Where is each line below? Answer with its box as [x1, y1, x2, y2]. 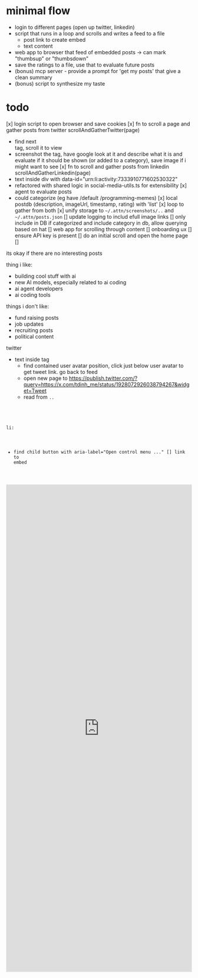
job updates [14, 320, 44, 327]
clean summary [14, 74, 52, 81]
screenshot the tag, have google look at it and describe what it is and [14, 150, 183, 157]
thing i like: [6, 261, 32, 268]
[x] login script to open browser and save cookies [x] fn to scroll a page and [6, 120, 190, 127]
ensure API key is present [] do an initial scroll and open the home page [14, 232, 189, 239]
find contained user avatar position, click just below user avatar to [23, 362, 184, 369]
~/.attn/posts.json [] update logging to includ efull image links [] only [14, 213, 186, 220]
